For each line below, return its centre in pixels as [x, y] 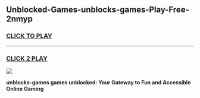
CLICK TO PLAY [29, 36]
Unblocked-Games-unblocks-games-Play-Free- [98, 10]
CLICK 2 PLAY [27, 58]
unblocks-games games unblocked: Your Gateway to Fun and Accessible [99, 82]
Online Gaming [25, 88]
